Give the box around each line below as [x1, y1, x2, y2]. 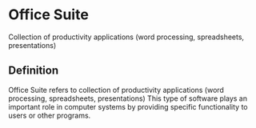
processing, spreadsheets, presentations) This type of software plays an [8, 94, 248, 103]
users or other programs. [8, 110, 91, 120]
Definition [8, 64, 58, 78]
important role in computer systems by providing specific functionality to [8, 102, 248, 111]
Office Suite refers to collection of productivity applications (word [8, 85, 224, 94]
